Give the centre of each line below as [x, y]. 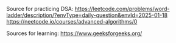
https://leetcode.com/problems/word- [122, 9]
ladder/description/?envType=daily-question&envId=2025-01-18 [87, 15]
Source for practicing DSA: [40, 9]
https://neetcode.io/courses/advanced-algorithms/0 [72, 21]
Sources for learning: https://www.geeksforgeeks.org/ [74, 33]
